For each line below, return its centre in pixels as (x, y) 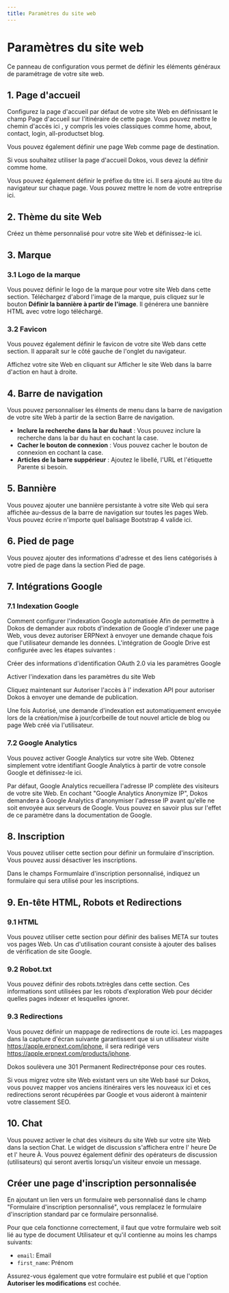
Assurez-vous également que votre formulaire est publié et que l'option (108, 1276)
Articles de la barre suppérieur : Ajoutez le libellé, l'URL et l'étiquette (115, 460)
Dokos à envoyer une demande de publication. (73, 698)
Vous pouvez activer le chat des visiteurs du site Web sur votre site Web (109, 1140)
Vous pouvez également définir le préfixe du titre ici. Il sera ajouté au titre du (114, 181)
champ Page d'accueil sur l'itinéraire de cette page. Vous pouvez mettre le (112, 119)
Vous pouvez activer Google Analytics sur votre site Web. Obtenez (101, 758)
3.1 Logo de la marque (44, 274)
